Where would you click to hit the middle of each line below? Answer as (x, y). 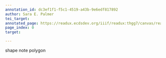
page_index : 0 (20, 28)
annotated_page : (22, 23)
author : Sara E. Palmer (30, 14)
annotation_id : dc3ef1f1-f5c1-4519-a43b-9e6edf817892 (62, 10)
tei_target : (17, 19)
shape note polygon (25, 50)
